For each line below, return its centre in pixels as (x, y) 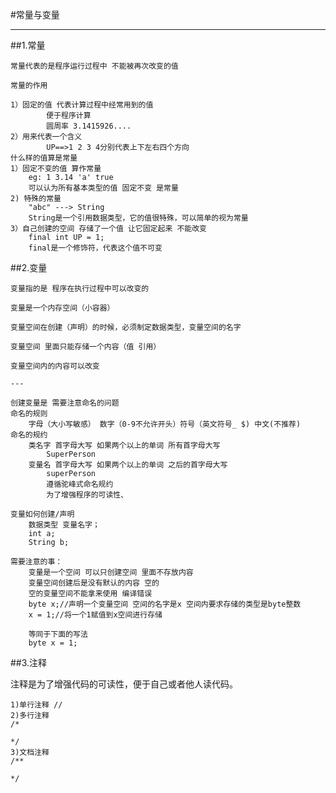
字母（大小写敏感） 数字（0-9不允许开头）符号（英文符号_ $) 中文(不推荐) (165, 424)
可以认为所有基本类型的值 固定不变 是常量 (103, 188)
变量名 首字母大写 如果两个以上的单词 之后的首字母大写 (128, 465)
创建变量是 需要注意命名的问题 (65, 403)
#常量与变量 (35, 14)
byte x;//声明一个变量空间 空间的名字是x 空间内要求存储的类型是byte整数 (165, 604)
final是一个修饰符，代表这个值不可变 (95, 248)
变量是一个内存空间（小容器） (62, 308)
